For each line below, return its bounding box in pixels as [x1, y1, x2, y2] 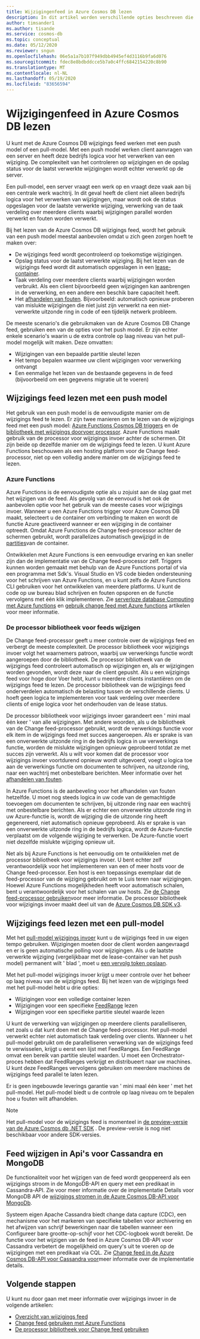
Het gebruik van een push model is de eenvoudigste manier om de [6, 409, 170, 416]
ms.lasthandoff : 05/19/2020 [6, 75, 76, 81]
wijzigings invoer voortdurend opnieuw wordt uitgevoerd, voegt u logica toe [6, 757, 193, 764]
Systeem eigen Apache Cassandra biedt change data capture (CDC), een [6, 1211, 187, 1218]
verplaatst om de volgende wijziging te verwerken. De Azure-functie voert [6, 832, 189, 839]
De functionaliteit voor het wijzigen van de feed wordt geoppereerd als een [6, 1174, 191, 1181]
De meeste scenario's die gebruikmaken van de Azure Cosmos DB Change [6, 319, 190, 327]
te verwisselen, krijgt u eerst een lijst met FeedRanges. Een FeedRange [6, 1045, 181, 1053]
